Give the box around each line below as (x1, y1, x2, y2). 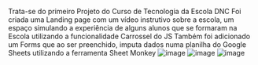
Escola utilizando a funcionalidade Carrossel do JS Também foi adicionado (8, 31, 250, 41)
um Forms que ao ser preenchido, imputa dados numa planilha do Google (8, 40, 246, 49)
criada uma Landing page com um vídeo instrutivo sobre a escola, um (8, 15, 234, 24)
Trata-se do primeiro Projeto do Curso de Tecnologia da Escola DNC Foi (8, 7, 241, 16)
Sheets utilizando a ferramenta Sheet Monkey (8, 49, 157, 57)
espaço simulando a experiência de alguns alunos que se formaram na (8, 23, 238, 32)
